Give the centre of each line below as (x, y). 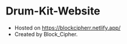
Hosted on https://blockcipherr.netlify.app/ (67, 28)
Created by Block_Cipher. (46, 34)
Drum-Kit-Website (53, 11)
